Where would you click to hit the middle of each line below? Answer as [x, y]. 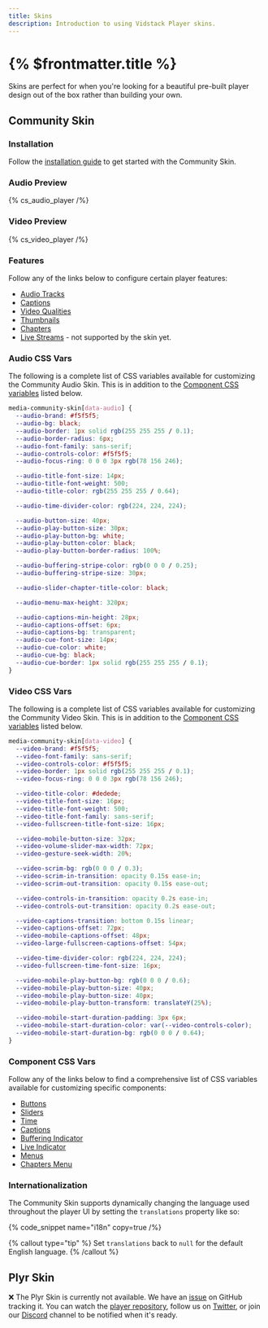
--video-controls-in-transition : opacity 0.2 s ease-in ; [112, 898]
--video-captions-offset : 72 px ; [71, 928]
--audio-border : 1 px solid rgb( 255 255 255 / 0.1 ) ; [105, 431]
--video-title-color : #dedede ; [69, 794]
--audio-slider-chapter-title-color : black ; [92, 587]
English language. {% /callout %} [64, 1252]
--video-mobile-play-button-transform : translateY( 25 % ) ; [114, 1003]
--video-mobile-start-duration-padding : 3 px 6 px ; [101, 1018]
